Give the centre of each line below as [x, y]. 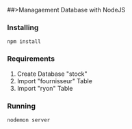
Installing [23, 27]
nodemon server [29, 120]
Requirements [31, 59]
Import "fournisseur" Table [54, 81]
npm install [24, 42]
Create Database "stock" [52, 74]
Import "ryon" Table [45, 88]
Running [22, 106]
